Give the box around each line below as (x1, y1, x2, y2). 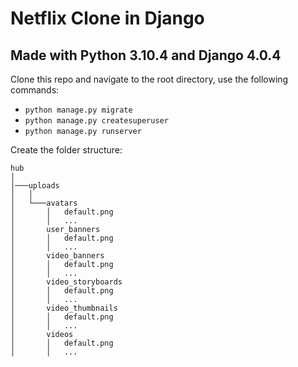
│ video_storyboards (10, 277, 123, 287)
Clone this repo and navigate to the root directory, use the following (10, 73, 289, 85)
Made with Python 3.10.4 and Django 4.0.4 (10, 47, 282, 64)
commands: (10, 84, 60, 96)
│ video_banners (10, 251, 105, 261)
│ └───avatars (10, 198, 78, 208)
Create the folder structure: (10, 144, 123, 156)
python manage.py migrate (24, 105, 133, 115)
